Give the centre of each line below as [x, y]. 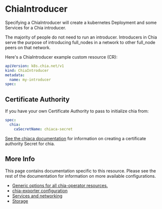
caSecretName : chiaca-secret [43, 129]
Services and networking [37, 196]
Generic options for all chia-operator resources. [60, 185]
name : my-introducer [30, 80]
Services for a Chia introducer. [36, 27]
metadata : [15, 75]
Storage [20, 201]
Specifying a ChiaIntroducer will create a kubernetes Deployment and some [81, 22]
